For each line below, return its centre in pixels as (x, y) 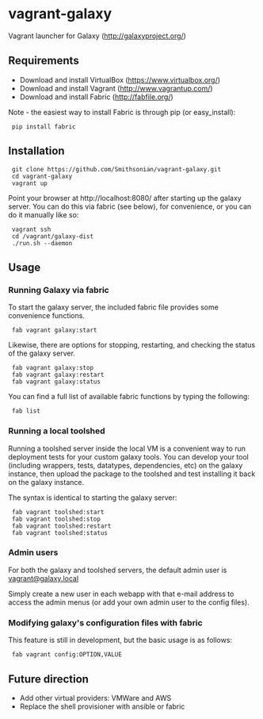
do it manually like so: (44, 214)
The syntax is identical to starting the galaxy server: (93, 498)
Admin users (33, 552)
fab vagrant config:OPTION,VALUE (67, 655)
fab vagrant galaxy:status (56, 382)
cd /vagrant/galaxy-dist (52, 236)
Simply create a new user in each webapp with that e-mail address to (121, 594)
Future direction (49, 679)
